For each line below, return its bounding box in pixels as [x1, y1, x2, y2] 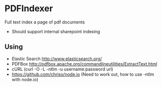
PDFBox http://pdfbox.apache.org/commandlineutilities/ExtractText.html [11, 61, 158, 66]
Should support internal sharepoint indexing [11, 28, 100, 34]
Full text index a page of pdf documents [4, 19, 85, 25]
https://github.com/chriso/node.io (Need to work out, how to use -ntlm [11, 71, 155, 77]
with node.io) [11, 76, 39, 82]
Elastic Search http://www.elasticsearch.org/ [11, 56, 102, 62]
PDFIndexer [4, 3, 53, 14]
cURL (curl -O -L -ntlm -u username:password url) [11, 66, 114, 72]
